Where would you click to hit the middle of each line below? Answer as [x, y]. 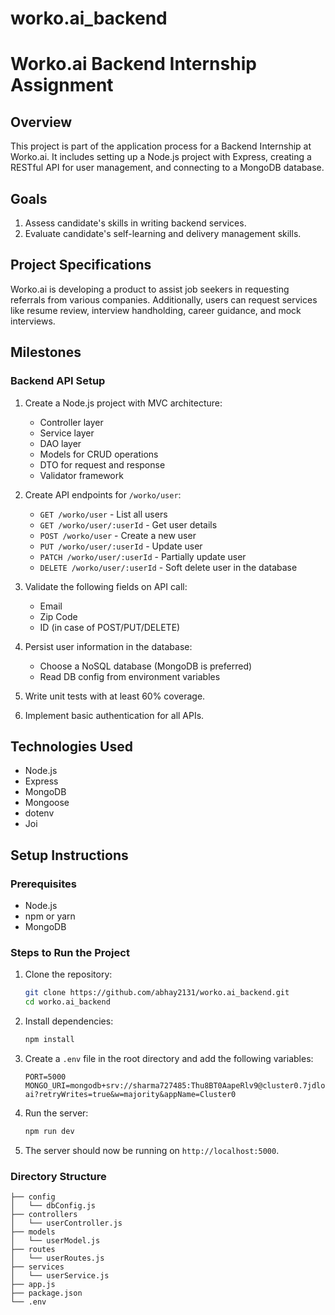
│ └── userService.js [60, 1276]
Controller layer [71, 422]
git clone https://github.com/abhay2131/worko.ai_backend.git [157, 993]
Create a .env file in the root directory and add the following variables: [169, 1058]
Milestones [46, 352]
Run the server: [56, 1113]
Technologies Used [71, 746]
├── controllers [44, 1215]
